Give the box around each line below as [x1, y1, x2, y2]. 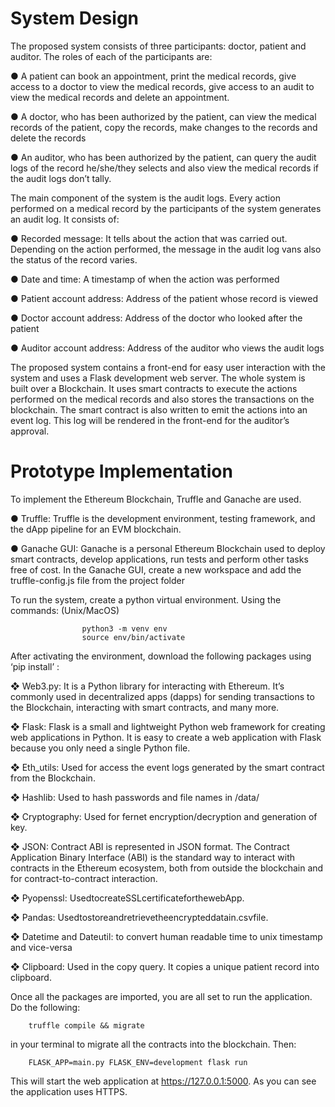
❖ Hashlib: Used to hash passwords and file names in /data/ [10, 791, 260, 803]
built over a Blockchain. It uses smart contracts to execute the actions [10, 382, 298, 394]
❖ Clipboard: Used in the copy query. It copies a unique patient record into [10, 960, 320, 972]
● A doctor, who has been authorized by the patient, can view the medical [10, 110, 317, 122]
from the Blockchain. [10, 772, 96, 784]
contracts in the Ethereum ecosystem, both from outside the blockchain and [10, 862, 324, 874]
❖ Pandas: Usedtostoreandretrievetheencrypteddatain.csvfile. [10, 911, 269, 923]
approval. [10, 425, 50, 437]
